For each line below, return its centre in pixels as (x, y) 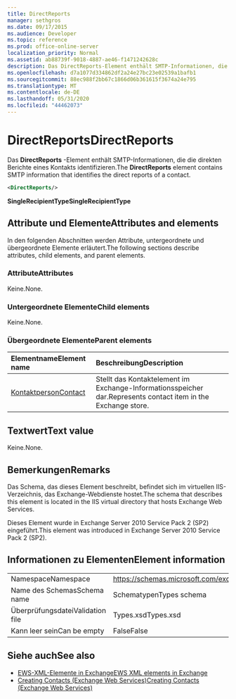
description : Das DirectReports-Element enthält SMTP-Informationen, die (118, 66)
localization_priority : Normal (53, 53)
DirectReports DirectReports (91, 140)
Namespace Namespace (51, 579)
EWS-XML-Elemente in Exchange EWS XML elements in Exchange (112, 672)
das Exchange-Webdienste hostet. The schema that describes (133, 494)
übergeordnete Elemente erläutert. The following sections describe (103, 248)
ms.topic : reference (38, 40)
